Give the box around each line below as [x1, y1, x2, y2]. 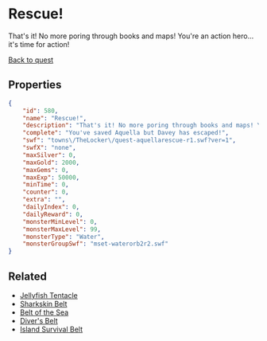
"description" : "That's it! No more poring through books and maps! [22, 121, 254, 130]
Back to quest [8, 55, 54, 65]
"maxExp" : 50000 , [22, 173, 80, 182]
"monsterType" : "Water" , [22, 233, 105, 241]
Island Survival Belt [19, 324, 83, 334]
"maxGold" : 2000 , [22, 159, 80, 167]
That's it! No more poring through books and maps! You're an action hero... [8, 31, 254, 41]
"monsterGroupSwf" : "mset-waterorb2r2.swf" [22, 240, 169, 248]
